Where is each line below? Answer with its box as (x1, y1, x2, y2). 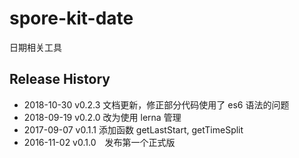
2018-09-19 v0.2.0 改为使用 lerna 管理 (23, 111, 182, 123)
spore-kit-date (9, 7, 134, 30)
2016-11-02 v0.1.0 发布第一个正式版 (23, 136, 176, 148)
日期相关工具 (9, 41, 62, 53)
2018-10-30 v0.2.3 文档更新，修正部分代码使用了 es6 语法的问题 (23, 98, 290, 111)
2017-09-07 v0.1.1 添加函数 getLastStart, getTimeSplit (23, 123, 244, 136)
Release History (9, 71, 111, 88)
